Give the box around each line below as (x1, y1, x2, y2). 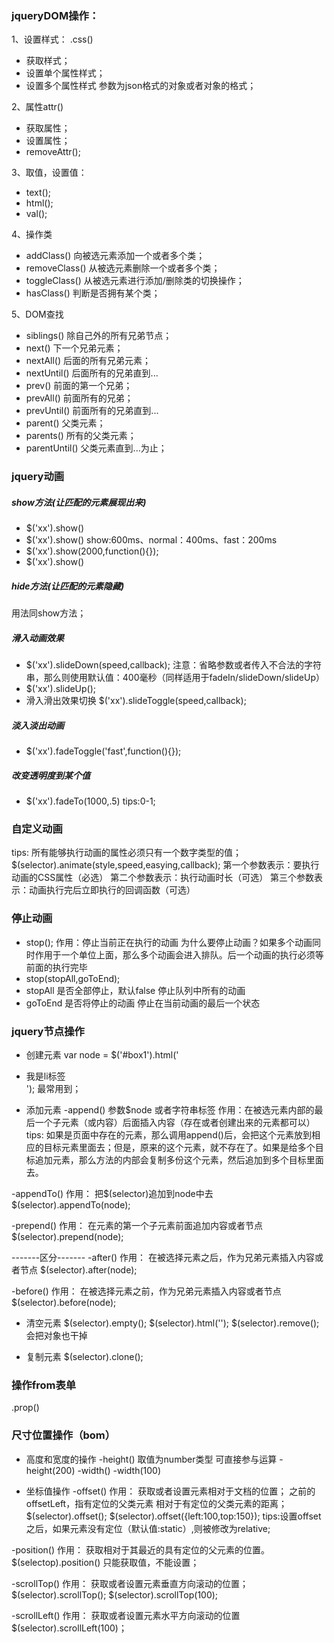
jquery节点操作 (11, 1024, 85, 1038)
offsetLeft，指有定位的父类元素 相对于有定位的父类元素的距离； (25, 1497, 288, 1509)
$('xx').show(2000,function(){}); (25, 545, 159, 557)
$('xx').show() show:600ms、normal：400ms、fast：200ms (25, 534, 278, 546)
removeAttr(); (25, 146, 81, 158)
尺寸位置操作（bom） (11, 1428, 116, 1442)
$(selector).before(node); (11, 1296, 117, 1308)
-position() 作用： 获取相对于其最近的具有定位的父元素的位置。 (11, 1543, 270, 1556)
